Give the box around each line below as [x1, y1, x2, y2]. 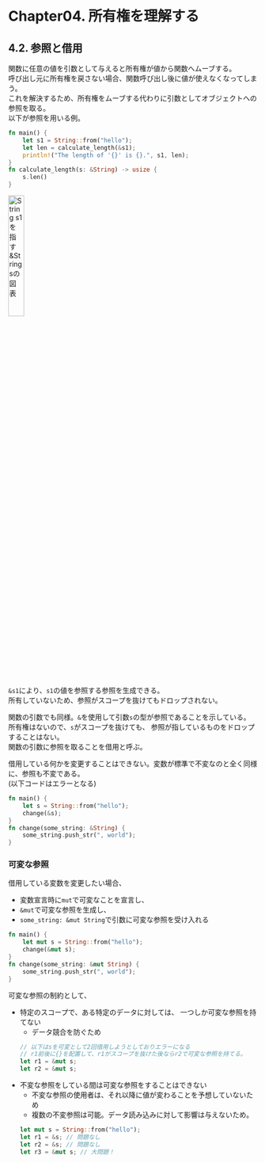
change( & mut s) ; [22, 946, 77, 954]
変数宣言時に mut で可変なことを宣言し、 [19, 895, 149, 905]
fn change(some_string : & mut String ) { [8, 960, 140, 968]
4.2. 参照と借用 [8, 41, 83, 55]
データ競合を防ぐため [31, 1027, 101, 1036]
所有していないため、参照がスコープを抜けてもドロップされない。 [8, 696, 223, 705]
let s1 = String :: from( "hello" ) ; [22, 136, 133, 144]
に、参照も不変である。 [8, 769, 85, 778]
